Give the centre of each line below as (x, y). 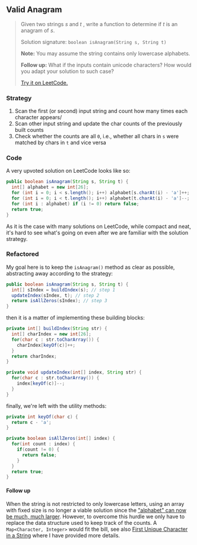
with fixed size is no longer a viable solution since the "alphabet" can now (96, 510)
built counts (29, 130)
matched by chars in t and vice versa (61, 142)
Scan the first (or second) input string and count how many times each (101, 111)
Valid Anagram (34, 10)
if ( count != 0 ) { (38, 450)
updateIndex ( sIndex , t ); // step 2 (55, 295)
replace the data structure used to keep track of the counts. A (82, 522)
